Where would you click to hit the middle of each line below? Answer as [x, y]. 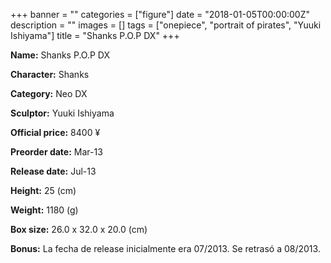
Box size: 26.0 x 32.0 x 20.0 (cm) [79, 229]
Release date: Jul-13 [53, 171]
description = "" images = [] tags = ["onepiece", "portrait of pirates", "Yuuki [166, 25]
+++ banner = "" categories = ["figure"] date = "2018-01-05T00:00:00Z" [160, 14]
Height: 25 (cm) [43, 190]
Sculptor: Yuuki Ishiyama [62, 113]
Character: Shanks [50, 74]
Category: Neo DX [49, 93]
